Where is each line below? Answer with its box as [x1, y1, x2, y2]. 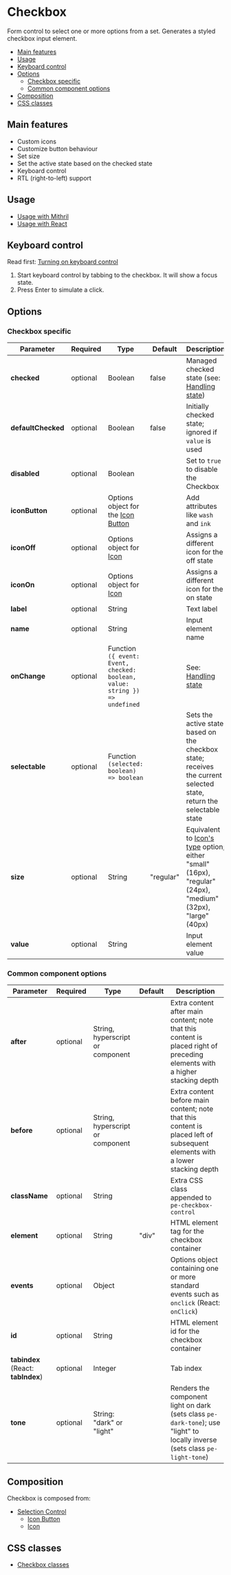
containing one [170, 1263, 219, 1273]
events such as [170, 1290, 219, 1299]
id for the [170, 1327, 200, 1336]
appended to [170, 1193, 212, 1203]
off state [186, 556, 213, 565]
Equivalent [186, 825, 221, 834]
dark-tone [170, 1419, 203, 1427]
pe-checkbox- [170, 1201, 213, 1210]
